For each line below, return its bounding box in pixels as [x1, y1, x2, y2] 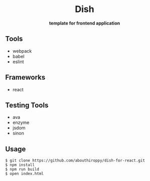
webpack [12, 48, 32, 54]
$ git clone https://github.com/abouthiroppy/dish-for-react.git [5, 158, 145, 163]
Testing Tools [5, 101, 49, 109]
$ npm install [5, 162, 35, 167]
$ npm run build [5, 167, 39, 172]
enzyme [12, 119, 30, 126]
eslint [12, 59, 24, 65]
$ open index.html [5, 171, 44, 176]
